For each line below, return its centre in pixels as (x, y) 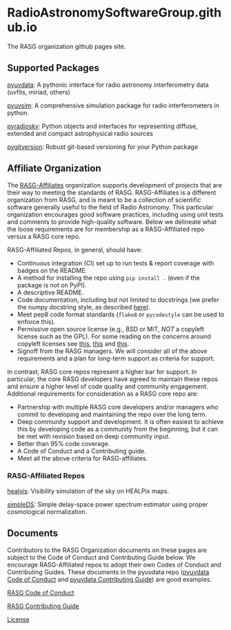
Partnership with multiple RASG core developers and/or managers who (118, 407)
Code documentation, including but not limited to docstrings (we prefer (118, 299)
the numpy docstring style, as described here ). (83, 307)
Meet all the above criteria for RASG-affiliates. (82, 458)
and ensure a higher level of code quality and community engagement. (108, 386)
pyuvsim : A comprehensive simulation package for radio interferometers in (113, 105)
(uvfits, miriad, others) (39, 92)
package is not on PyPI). (52, 285)
